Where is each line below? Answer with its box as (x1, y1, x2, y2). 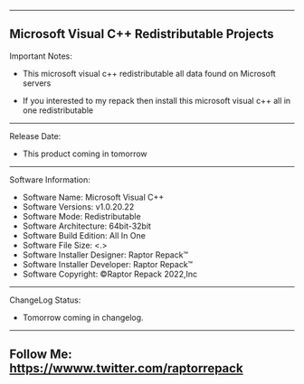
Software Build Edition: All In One (22, 229, 147, 240)
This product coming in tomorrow (22, 148, 147, 159)
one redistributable (22, 105, 93, 116)
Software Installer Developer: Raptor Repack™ (22, 258, 193, 269)
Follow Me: (9, 347, 72, 362)
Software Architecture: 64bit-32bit (22, 220, 152, 231)
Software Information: (9, 173, 90, 185)
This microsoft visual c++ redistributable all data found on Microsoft (22, 68, 276, 79)
